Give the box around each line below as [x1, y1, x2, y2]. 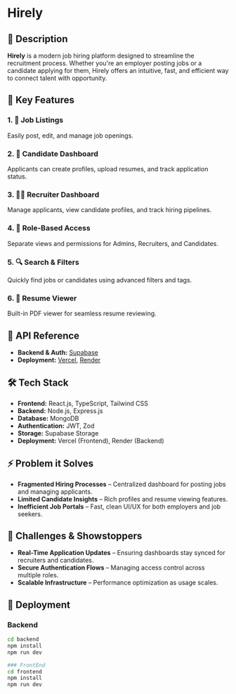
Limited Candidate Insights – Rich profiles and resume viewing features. [17, 495, 228, 503]
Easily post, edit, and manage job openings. [7, 131, 133, 140]
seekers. [17, 509, 43, 518]
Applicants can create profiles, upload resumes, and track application [7, 164, 209, 173]
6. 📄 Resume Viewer [7, 293, 77, 303]
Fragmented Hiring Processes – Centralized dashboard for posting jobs [17, 480, 226, 488]
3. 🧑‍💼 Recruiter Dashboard [7, 190, 100, 199]
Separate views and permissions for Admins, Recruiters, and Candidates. [7, 239, 219, 247]
